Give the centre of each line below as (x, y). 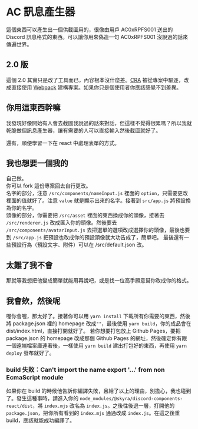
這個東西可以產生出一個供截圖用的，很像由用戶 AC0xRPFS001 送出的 (90, 29)
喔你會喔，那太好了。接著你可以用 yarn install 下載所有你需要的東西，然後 (98, 316)
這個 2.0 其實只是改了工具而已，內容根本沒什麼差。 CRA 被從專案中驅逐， (95, 80)
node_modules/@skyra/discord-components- (131, 399)
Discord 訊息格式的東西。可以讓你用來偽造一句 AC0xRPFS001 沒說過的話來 (97, 37)
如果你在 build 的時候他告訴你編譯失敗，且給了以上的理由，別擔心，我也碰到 (99, 391)
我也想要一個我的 (37, 163)
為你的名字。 (22, 208)
